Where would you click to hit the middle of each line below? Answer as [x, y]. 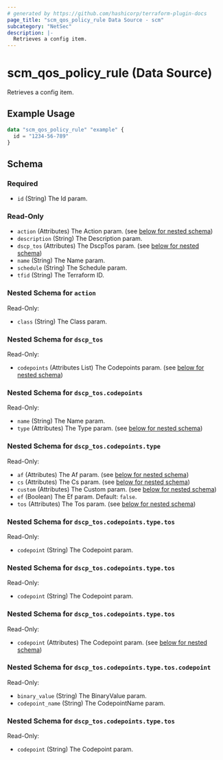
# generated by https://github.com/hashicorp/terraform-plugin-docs [107, 13]
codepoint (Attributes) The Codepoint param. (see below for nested [112, 642]
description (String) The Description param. [80, 239]
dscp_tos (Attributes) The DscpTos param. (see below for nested [108, 246]
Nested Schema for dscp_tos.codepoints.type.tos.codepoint [109, 667]
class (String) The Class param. [62, 321]
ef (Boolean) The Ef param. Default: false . [77, 496]
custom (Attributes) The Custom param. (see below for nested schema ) [117, 489]
